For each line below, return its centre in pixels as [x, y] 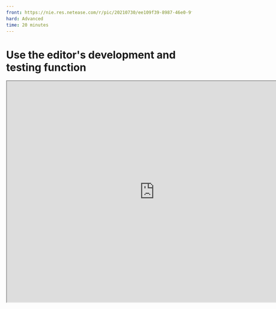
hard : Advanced [25, 19]
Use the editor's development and [91, 55]
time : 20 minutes [27, 25]
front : [14, 12]
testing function [46, 67]
